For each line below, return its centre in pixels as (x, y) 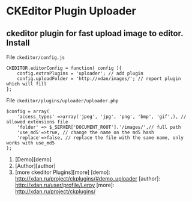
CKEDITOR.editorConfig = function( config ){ (64, 68)
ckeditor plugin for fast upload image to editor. (95, 33)
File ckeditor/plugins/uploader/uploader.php (62, 100)
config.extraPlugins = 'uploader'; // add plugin (80, 73)
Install (18, 42)
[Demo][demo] (33, 159)
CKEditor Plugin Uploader (71, 11)
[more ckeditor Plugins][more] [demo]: (62, 172)
